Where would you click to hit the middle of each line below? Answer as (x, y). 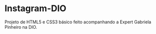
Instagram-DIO (36, 8)
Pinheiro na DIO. (21, 27)
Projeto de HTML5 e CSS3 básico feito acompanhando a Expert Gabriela (78, 22)
